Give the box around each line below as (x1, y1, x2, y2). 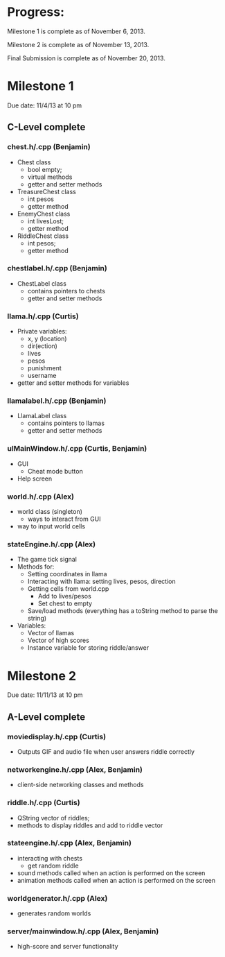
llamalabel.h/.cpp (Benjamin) (7, 396, 107, 406)
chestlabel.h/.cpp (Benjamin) (7, 264, 107, 273)
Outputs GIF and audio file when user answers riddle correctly (17, 747, 195, 756)
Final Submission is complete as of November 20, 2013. (7, 53, 166, 62)
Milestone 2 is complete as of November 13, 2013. (7, 40, 150, 49)
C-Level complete (7, 121, 86, 133)
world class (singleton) (17, 508, 83, 516)
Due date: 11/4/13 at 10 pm (7, 101, 82, 110)
